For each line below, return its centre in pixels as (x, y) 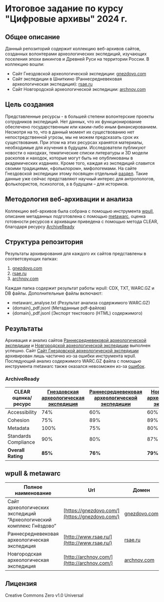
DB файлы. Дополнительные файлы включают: (54, 293)
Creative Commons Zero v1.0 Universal (44, 595)
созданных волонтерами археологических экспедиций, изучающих (76, 54)
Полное (33, 487)
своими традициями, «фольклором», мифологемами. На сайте (71, 168)
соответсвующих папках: (31, 259)
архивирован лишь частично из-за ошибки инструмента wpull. (71, 356)
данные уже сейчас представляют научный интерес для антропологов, (80, 178)
